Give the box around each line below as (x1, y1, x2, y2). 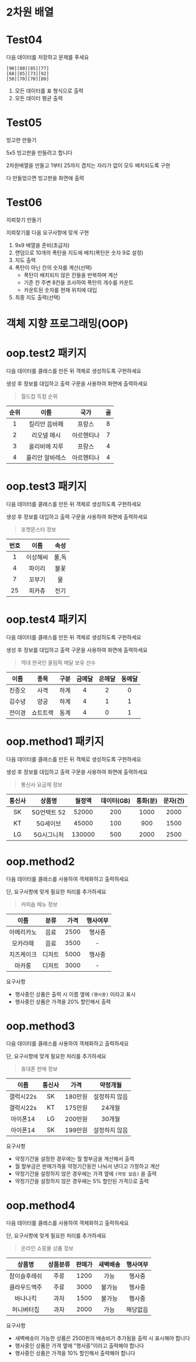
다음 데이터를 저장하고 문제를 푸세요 (6, 54, 89, 61)
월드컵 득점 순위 (20, 393, 58, 400)
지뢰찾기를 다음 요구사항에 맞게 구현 (6, 229, 89, 236)
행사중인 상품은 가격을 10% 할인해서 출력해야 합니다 (14, 1349, 136, 1357)
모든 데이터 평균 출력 (14, 95, 63, 102)
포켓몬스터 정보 (20, 526, 57, 533)
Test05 (6, 116, 42, 130)
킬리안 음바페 (29, 420, 64, 429)
